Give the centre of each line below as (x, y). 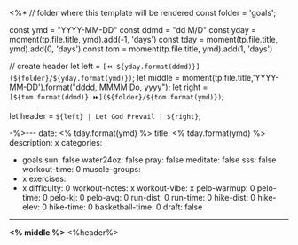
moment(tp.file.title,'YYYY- (230, 78)
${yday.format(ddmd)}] (158, 67)
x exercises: (44, 178)
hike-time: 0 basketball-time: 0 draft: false (125, 207)
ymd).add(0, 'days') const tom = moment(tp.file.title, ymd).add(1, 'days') (141, 49)
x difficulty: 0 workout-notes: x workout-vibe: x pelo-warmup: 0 (138, 188)
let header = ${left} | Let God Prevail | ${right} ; (105, 116)
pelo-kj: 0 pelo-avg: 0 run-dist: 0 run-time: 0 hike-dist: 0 (152, 198)
